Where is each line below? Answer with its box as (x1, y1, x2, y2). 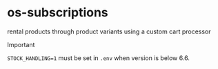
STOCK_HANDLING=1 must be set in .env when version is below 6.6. (7, 53, 190, 62)
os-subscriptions (7, 5, 108, 20)
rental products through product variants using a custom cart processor (7, 27, 212, 36)
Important (7, 40, 35, 49)
